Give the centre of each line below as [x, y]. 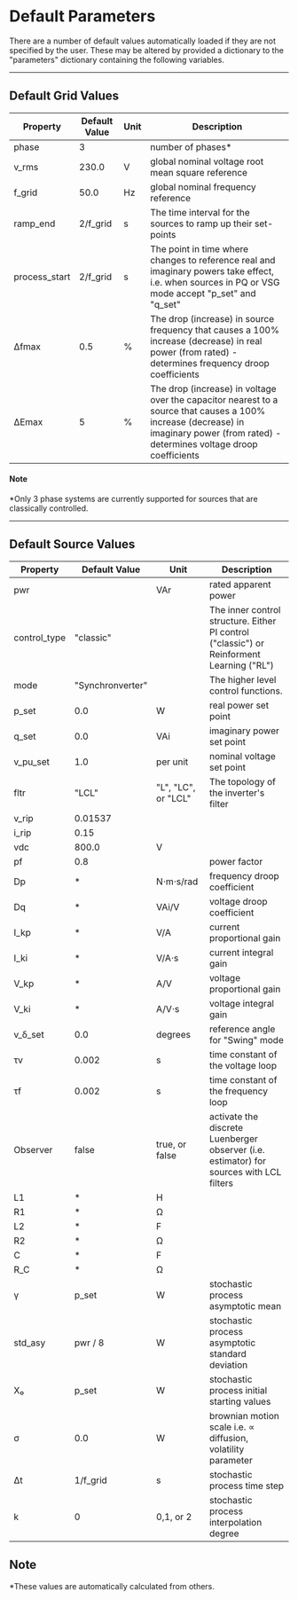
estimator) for [238, 1161]
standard [227, 1353]
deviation [228, 1365]
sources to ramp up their [201, 224]
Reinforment [235, 654]
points [163, 234]
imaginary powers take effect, [212, 271]
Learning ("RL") [241, 665]
